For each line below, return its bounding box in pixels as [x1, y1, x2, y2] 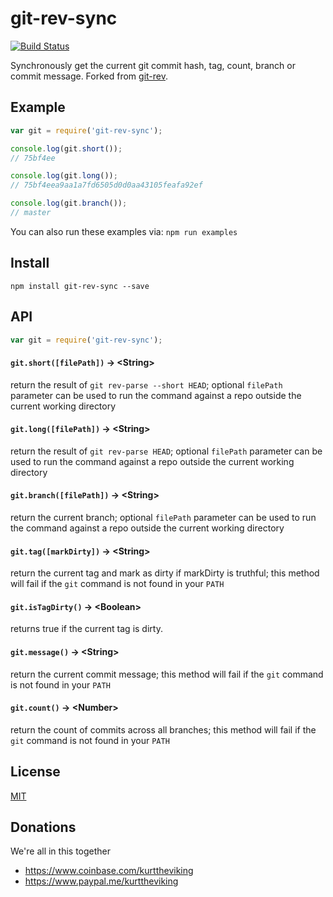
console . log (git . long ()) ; [10, 171, 118, 181]
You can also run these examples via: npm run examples [10, 225, 238, 237]
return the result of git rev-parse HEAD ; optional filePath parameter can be [10, 445, 323, 457]
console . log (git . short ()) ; [10, 143, 123, 154]
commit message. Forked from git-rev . [10, 70, 169, 82]
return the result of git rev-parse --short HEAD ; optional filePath [10, 378, 283, 391]
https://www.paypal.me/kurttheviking [24, 875, 179, 887]
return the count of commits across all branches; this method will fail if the [10, 723, 317, 736]
